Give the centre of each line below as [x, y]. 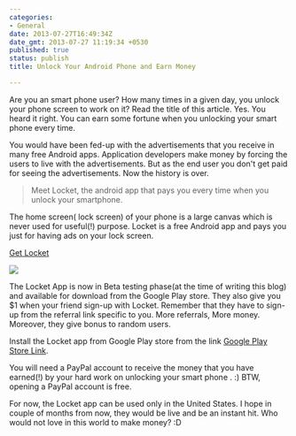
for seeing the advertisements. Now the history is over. [109, 172]
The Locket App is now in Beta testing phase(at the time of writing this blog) [148, 286]
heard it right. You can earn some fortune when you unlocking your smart [143, 118]
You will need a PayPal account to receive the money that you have [132, 367]
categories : [31, 17]
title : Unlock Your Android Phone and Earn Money [103, 67]
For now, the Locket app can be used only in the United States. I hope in [140, 403]
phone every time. [42, 127]
